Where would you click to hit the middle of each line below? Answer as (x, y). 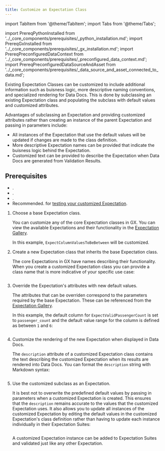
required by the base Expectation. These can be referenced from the (82, 300)
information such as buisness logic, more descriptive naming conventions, (80, 89)
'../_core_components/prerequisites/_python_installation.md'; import (74, 38)
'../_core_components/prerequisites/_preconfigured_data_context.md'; (76, 59)
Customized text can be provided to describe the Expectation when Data (86, 156)
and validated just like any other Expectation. (57, 443)
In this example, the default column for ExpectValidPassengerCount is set (85, 315)
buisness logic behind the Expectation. (51, 150)
